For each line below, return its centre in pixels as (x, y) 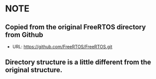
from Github (24, 35)
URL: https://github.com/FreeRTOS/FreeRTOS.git (62, 47)
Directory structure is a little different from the (78, 62)
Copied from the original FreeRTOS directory (76, 27)
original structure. (34, 70)
